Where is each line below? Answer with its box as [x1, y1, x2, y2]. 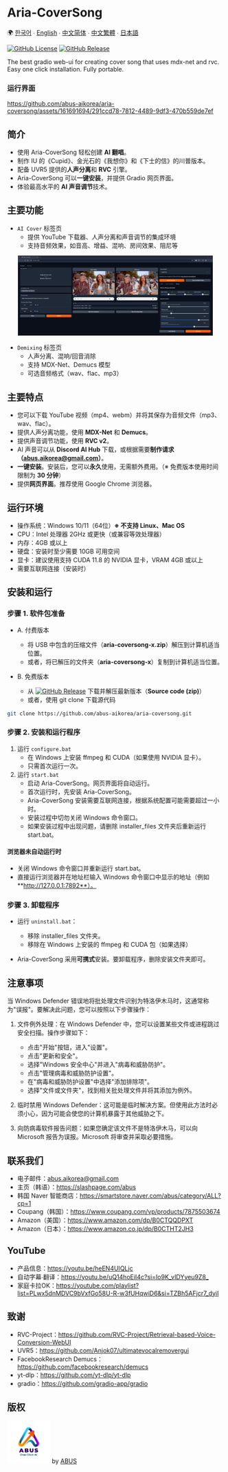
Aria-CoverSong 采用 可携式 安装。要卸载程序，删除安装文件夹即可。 [16, 955, 209, 963]
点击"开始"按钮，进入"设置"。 [27, 1043, 111, 1052]
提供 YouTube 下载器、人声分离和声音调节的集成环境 [27, 233, 176, 241]
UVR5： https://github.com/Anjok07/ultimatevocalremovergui [16, 1346, 190, 1354]
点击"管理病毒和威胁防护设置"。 [27, 1069, 118, 1078]
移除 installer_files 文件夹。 [27, 932, 104, 940]
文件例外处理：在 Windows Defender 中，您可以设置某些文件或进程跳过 [16, 1020, 220, 1028]
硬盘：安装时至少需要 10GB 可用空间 [16, 547, 120, 555]
